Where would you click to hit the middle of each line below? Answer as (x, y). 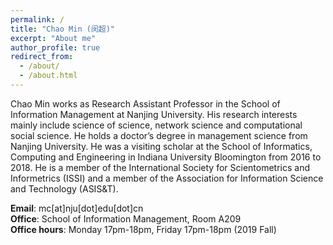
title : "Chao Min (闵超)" (62, 29)
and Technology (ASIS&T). (64, 188)
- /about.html (48, 76)
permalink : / (37, 19)
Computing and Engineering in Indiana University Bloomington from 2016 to (166, 157)
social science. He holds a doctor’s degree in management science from (159, 135)
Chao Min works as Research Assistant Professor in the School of (145, 103)
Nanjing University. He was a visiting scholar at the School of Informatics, (161, 146)
